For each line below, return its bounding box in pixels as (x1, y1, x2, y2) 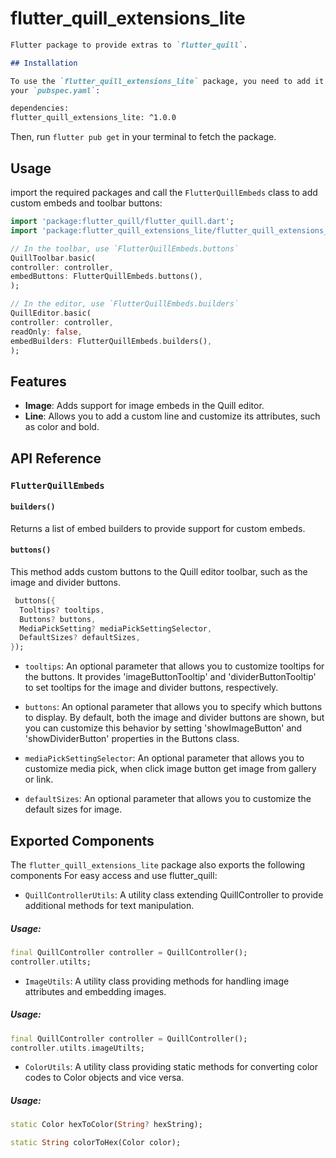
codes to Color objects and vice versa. (24, 1072, 185, 1084)
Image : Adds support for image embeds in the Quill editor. (24, 400, 265, 412)
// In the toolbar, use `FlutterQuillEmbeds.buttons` (10, 243, 240, 254)
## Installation (10, 58, 78, 68)
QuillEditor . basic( (10, 308, 92, 318)
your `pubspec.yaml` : (10, 85, 101, 96)
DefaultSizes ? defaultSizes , (19, 633, 141, 643)
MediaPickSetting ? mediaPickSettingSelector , (19, 623, 213, 634)
